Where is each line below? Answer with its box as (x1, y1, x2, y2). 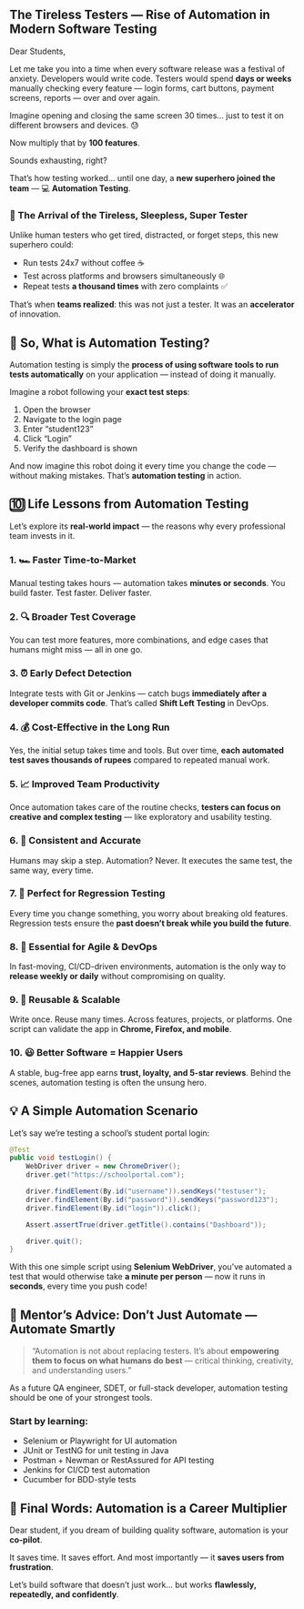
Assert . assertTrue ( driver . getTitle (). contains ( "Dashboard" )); (25, 1219, 267, 1230)
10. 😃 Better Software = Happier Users (9, 1047, 184, 1059)
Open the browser (22, 404, 91, 415)
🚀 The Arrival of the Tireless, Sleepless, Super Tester (9, 208, 248, 221)
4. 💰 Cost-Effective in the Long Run (9, 721, 170, 734)
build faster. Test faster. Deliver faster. (9, 587, 152, 599)
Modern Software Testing (9, 22, 157, 37)
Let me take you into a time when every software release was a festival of (9, 63, 286, 74)
